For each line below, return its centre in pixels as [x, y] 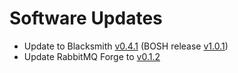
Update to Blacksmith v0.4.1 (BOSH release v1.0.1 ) [126, 46]
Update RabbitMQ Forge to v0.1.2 [92, 56]
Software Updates [86, 18]
